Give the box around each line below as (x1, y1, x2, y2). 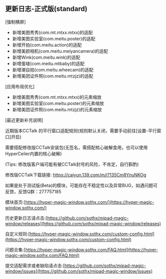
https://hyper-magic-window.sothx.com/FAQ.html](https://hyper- (25, 247, 158, 253)
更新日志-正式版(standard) (5, 4, 88, 13)
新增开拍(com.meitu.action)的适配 (12, 42, 82, 48)
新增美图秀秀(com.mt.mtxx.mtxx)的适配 (12, 29, 93, 35)
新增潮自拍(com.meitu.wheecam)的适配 (12, 67, 93, 73)
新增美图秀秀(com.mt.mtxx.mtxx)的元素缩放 (12, 94, 102, 100)
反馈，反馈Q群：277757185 (5, 188, 62, 194)
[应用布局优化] (5, 84, 35, 90)
